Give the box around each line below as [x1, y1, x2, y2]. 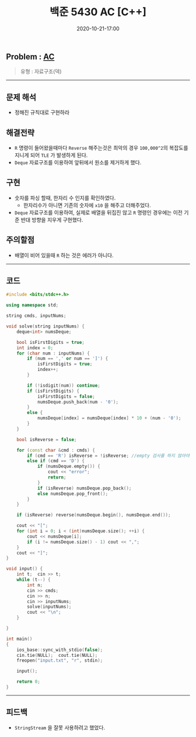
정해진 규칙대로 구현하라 [14, 109, 70, 116]
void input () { [6, 566, 43, 572]
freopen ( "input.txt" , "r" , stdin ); [16, 657, 103, 664]
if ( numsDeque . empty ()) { [37, 463, 100, 470]
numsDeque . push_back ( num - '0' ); [37, 399, 118, 405]
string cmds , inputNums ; [6, 313, 66, 319]
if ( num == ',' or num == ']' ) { [27, 356, 108, 361]
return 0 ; [16, 679, 41, 685]
